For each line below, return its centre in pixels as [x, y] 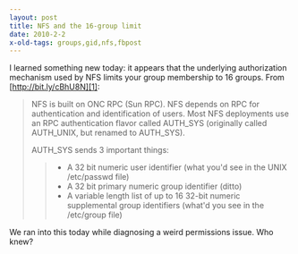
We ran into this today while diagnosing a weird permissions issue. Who [141, 233]
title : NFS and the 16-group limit [76, 26]
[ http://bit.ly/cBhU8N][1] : [55, 87]
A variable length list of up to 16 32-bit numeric [153, 196]
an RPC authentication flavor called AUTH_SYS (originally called [149, 123]
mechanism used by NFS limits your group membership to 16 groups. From [147, 78]
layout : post [34, 17]
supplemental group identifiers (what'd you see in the [166, 206]
